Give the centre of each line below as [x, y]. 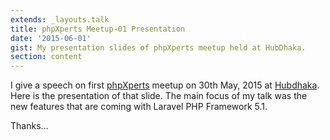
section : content [46, 57]
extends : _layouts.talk [60, 19]
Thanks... [29, 126]
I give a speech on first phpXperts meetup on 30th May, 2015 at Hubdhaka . [165, 85]
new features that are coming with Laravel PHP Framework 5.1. [139, 107]
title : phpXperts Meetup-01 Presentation [98, 29]
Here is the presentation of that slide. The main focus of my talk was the [159, 96]
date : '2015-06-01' [51, 38]
